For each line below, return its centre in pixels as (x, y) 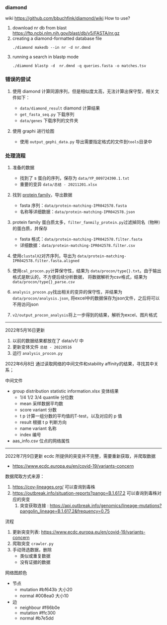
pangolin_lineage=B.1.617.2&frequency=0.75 (65, 511)
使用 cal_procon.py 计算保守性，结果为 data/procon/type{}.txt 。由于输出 (87, 271)
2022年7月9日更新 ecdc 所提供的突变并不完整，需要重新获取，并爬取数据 (80, 456)
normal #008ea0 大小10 (44, 596)
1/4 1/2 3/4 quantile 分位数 (46, 397)
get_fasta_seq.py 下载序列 (47, 114)
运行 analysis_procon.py (38, 353)
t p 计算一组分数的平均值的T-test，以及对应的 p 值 (71, 416)
